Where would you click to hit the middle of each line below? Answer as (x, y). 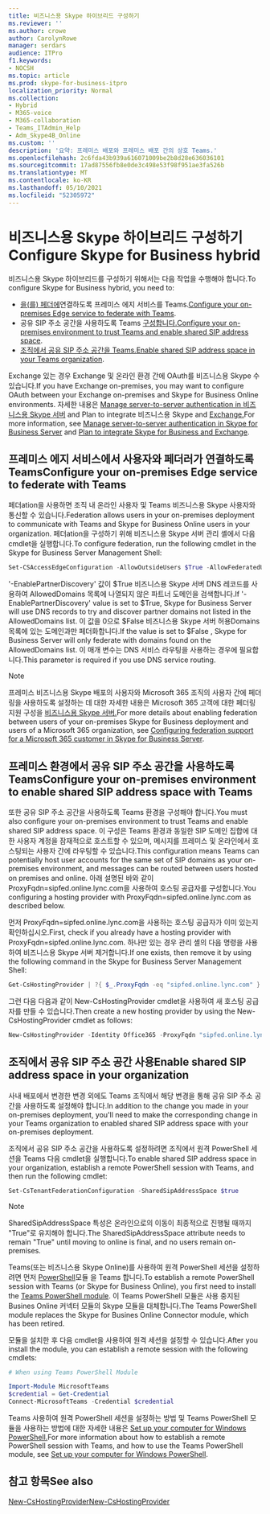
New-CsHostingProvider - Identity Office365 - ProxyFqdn (102, 1035)
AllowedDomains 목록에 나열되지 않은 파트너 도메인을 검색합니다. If (134, 594)
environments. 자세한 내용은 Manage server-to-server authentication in (125, 404)
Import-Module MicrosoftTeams (59, 1387)
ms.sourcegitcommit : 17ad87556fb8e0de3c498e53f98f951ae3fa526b (117, 166)
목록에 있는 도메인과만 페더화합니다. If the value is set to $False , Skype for (128, 632)
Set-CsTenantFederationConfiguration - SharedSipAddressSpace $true (124, 1191)
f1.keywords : (30, 61)
